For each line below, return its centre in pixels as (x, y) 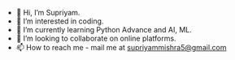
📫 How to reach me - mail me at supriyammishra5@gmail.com (121, 47)
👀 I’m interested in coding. (60, 21)
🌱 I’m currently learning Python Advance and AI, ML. (104, 30)
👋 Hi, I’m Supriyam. (48, 13)
